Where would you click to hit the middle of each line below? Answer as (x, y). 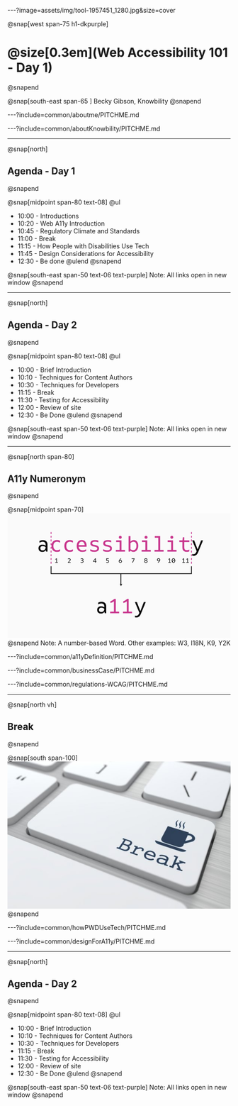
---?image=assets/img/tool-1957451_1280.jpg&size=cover (91, 10)
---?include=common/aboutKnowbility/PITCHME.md (84, 128)
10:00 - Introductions (48, 216)
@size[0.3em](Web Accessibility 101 (118, 53)
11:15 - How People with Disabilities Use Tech (83, 246)
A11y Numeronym (47, 479)
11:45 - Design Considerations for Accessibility (86, 253)
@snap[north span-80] (41, 456)
